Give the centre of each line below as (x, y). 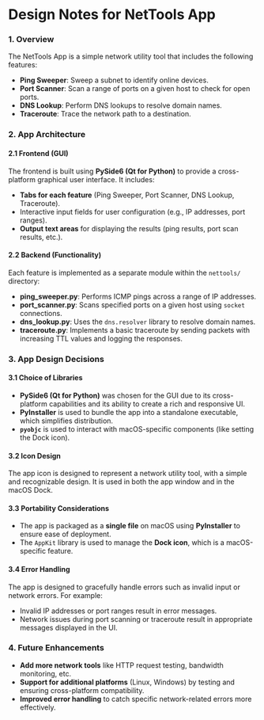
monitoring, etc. (45, 673)
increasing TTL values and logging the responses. (101, 338)
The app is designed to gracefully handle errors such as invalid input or (124, 587)
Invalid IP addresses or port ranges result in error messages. (118, 611)
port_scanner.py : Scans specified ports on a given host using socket (132, 305)
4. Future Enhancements (56, 648)
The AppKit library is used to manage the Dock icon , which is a (122, 543)
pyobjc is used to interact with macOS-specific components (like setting (137, 429)
